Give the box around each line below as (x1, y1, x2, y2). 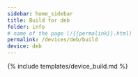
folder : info (7, 23, 45, 30)
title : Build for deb (7, 17, 70, 24)
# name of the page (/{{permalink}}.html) (7, 29, 132, 37)
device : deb (7, 43, 42, 50)
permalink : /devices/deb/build (7, 36, 98, 43)
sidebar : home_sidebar (7, 10, 73, 17)
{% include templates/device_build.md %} (7, 62, 128, 70)
